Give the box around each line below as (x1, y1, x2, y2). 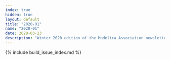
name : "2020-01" (5, 26, 39, 31)
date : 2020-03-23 (5, 31, 42, 36)
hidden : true (5, 12, 33, 17)
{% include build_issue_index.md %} (5, 49, 82, 55)
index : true (5, 7, 30, 13)
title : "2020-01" (5, 21, 42, 27)
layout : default (5, 17, 39, 22)
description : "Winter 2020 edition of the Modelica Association (5, 36, 144, 41)
